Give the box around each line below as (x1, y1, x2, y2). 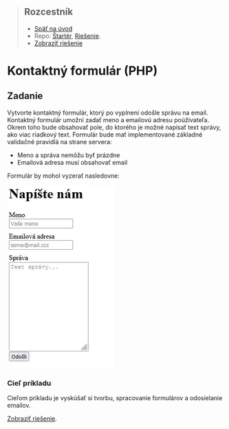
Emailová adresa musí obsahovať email (17, 158, 128, 166)
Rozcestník (23, 6, 74, 18)
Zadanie (7, 90, 43, 102)
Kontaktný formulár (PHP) (7, 63, 158, 78)
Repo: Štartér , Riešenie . (34, 32, 101, 40)
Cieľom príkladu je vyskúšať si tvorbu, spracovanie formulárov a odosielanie (7, 394, 223, 402)
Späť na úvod (34, 24, 73, 32)
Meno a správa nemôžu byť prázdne (17, 151, 120, 159)
